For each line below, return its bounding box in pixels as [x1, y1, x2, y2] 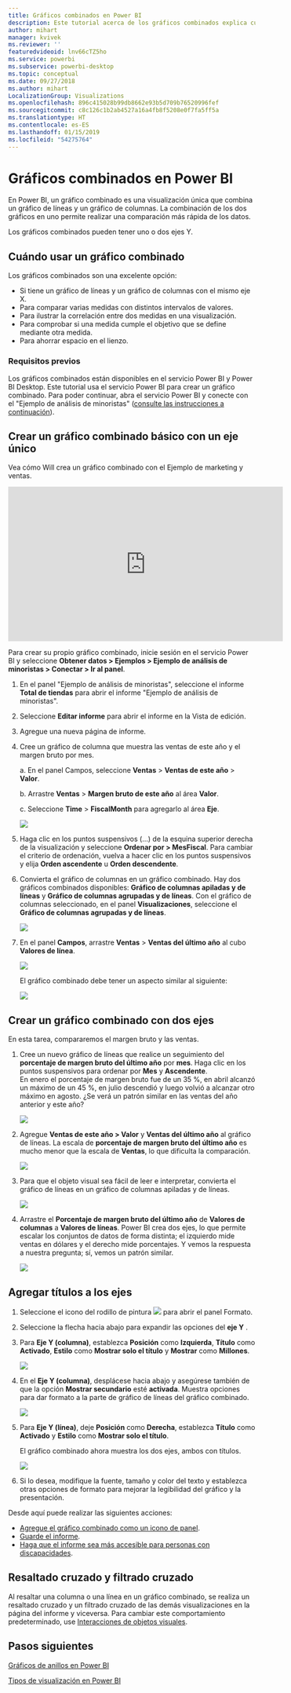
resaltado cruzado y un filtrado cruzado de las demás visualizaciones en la [8, 1600, 250, 1610]
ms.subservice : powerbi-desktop [8, 63, 114, 71]
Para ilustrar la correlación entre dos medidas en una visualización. [19, 311, 237, 320]
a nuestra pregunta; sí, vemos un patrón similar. [19, 1248, 174, 1257]
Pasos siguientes [8, 1640, 94, 1653]
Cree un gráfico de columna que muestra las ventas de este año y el [19, 742, 241, 751]
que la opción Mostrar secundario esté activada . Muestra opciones [19, 1384, 241, 1394]
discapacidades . [19, 1548, 73, 1557]
